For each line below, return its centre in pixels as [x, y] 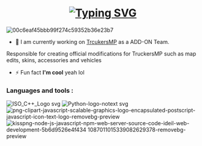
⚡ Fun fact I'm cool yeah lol [50, 72]
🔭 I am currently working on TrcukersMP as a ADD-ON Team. [92, 42]
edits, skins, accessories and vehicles [54, 60]
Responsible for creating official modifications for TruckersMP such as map [101, 53]
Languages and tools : [40, 90]
